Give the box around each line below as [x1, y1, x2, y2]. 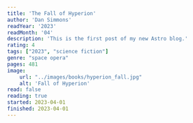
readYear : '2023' [7, 23, 57, 29]
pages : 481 [7, 61, 38, 68]
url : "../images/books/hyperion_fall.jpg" [19, 73, 142, 81]
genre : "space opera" [7, 55, 69, 61]
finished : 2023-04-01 [7, 105, 69, 112]
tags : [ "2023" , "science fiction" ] [7, 49, 109, 55]
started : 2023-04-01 [7, 99, 66, 106]
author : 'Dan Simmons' [7, 16, 72, 23]
